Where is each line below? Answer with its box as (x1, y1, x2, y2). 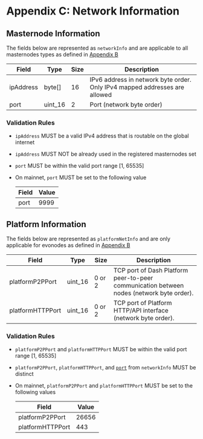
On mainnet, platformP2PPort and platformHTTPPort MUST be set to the (14, 382, 193, 389)
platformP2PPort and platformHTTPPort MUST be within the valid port (14, 346, 187, 353)
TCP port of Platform (114, 299, 172, 307)
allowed (89, 91, 112, 99)
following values (14, 389, 56, 396)
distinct (14, 371, 34, 378)
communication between (114, 282, 184, 290)
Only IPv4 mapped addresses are (89, 83, 184, 91)
